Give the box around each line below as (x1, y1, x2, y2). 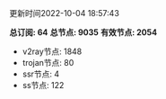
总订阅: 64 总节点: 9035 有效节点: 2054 (9, 27, 158, 38)
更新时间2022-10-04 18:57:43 (9, 8, 119, 18)
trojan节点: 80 (22, 58, 74, 67)
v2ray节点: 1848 (22, 46, 83, 57)
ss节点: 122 (22, 80, 65, 90)
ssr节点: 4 (22, 68, 60, 79)
